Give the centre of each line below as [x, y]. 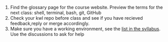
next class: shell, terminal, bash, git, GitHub [56, 13]
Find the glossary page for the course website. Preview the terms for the [87, 7]
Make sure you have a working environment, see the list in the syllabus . [85, 29]
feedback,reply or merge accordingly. [50, 23]
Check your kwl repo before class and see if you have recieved [76, 18]
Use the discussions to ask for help [47, 34]
